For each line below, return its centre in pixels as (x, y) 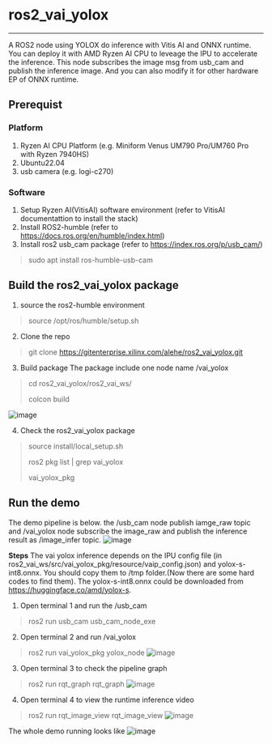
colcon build (49, 399)
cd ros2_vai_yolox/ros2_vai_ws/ (80, 383)
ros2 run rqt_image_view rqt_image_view (96, 715)
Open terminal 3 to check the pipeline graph (93, 668)
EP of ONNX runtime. (44, 79)
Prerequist (36, 105)
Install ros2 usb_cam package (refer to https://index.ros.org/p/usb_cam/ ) (141, 244)
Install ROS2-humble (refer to (69, 227)
